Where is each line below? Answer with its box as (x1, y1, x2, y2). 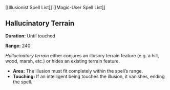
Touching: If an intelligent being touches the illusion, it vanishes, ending (12, 73, 165, 79)
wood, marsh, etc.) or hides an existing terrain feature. (5, 58, 120, 64)
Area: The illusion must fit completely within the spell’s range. (12, 67, 143, 74)
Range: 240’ (5, 42, 32, 49)
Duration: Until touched (5, 33, 55, 39)
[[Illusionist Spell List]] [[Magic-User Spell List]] (5, 5, 105, 10)
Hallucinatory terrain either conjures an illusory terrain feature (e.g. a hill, (5, 52, 159, 58)
